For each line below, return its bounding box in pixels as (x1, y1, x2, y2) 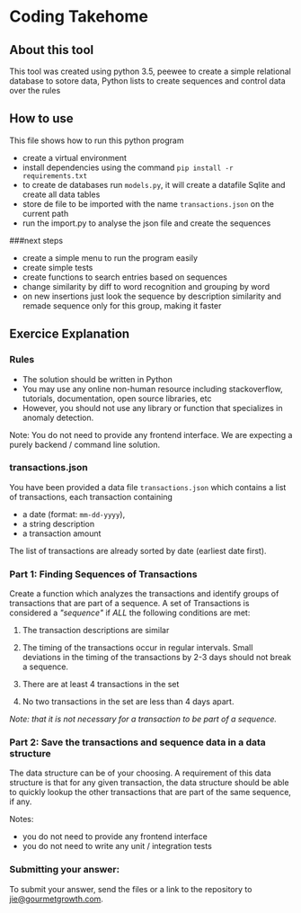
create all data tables (22, 189, 101, 200)
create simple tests (22, 262, 93, 273)
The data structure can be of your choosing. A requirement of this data (9, 767, 271, 779)
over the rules (9, 85, 61, 95)
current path (22, 208, 69, 219)
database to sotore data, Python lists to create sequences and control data (9, 76, 286, 86)
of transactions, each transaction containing (9, 491, 173, 502)
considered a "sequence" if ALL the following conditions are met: (9, 607, 251, 618)
